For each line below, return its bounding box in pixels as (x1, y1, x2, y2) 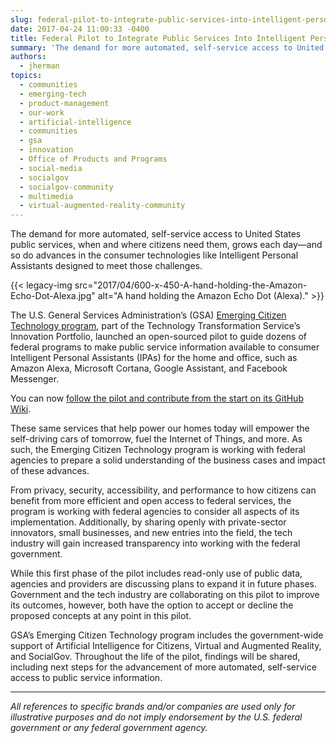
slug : (10, 14, 33, 25)
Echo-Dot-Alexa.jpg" (10, 290, 96, 302)
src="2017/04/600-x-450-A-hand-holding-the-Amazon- (74, 279, 308, 291)
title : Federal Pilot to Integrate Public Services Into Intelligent (10, 33, 307, 43)
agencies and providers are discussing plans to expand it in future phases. (10, 578, 318, 590)
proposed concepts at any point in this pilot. (10, 610, 192, 622)
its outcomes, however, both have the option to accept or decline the (10, 599, 294, 611)
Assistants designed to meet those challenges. (10, 260, 203, 272)
